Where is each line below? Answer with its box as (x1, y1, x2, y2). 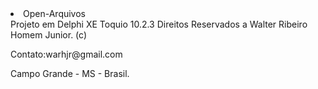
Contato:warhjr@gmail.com (10, 48, 123, 60)
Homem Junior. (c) (10, 29, 88, 41)
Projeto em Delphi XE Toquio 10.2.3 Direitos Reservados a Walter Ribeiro (10, 18, 308, 30)
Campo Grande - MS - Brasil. (10, 68, 130, 79)
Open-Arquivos (23, 8, 86, 19)
